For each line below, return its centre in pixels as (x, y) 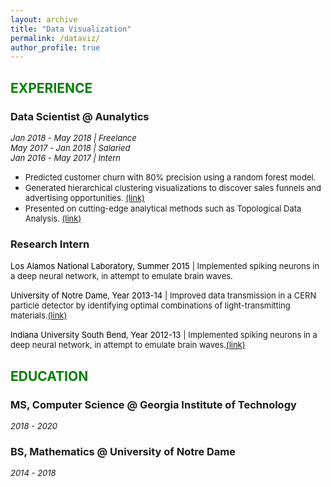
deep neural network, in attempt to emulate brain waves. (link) (128, 345)
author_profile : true (55, 47)
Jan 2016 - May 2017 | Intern (66, 157)
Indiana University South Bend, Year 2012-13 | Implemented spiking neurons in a (164, 335)
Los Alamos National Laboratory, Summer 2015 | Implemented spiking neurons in (165, 266)
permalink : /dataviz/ (55, 38)
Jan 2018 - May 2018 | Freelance (73, 137)
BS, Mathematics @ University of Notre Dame (123, 451)
